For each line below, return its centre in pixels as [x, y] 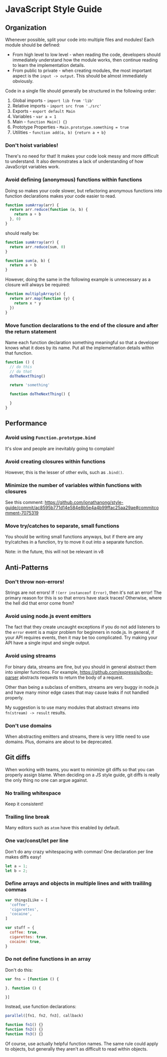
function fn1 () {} [24, 1025]
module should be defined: [33, 45]
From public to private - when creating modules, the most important [82, 70]
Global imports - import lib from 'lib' [53, 100]
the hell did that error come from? [40, 603]
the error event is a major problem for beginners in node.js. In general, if [80, 632]
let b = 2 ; [16, 871]
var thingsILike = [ [27, 900]
